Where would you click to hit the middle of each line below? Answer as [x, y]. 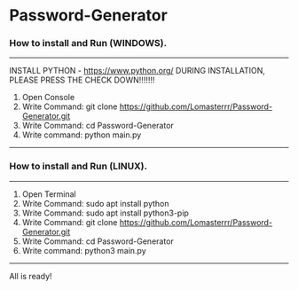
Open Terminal [49, 194]
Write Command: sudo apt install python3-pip [105, 213]
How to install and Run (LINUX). [78, 167]
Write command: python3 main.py [84, 250]
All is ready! [31, 276]
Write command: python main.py [82, 135]
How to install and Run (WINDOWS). [88, 43]
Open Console [48, 98]
